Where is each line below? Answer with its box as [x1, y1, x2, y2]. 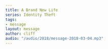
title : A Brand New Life [5, 7, 58, 13]
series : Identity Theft [5, 12, 56, 17]
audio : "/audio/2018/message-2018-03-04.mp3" [5, 36, 103, 41]
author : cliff [5, 31, 36, 36]
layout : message [5, 27, 40, 32]
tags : [5, 17, 17, 22]
